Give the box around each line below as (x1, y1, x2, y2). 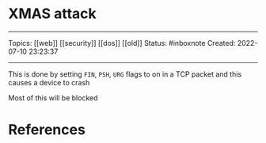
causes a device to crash (8, 77, 90, 87)
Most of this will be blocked (8, 92, 98, 103)
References (8, 121, 85, 139)
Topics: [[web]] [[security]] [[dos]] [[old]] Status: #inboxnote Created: (8, 38, 236, 47)
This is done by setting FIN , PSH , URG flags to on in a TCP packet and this (8, 69, 242, 79)
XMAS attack (8, 5, 97, 23)
